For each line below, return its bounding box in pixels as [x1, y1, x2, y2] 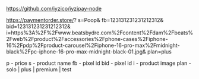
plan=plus [147, 48, 172, 55]
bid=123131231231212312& [6, 23, 71, 30]
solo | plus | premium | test [6, 66, 72, 73]
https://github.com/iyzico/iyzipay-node [6, 5, 102, 12]
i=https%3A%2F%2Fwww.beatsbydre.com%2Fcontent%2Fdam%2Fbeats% [6, 29, 194, 36]
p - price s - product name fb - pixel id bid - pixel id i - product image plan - [6, 59, 191, 67]
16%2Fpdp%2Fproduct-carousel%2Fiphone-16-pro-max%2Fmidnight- [6, 42, 180, 49]
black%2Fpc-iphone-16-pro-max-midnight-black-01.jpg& [6, 48, 147, 55]
